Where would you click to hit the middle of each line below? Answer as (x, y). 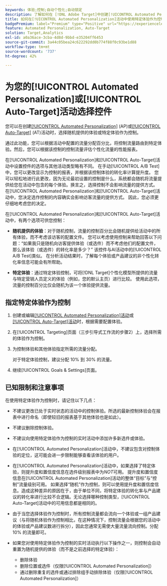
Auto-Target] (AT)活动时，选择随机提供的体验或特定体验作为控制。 (73, 133)
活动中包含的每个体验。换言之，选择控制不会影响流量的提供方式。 (90, 185)
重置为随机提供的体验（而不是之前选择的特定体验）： (66, 549)
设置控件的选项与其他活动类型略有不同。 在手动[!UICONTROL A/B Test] (87, 166)
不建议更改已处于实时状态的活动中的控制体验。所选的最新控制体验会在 (84, 411)
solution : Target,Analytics (34, 33)
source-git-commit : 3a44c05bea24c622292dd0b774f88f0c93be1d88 (71, 42)
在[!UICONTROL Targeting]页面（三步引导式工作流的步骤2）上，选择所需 (87, 332)
